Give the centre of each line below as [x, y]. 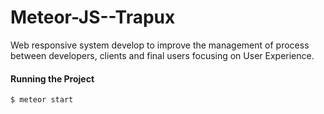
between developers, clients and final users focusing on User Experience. [162, 55]
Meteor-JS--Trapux [93, 17]
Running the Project [52, 78]
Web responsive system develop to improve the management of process [160, 45]
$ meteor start [42, 100]
